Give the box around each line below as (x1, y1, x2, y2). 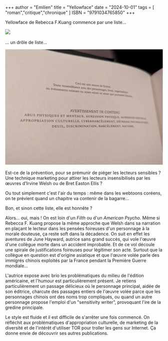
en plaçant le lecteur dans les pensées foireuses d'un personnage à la (5, 225, 150, 231)
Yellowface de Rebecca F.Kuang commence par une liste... (5, 20, 126, 25)
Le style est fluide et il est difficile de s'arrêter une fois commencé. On (5, 314, 150, 320)
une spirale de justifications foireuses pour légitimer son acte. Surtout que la (5, 247, 162, 253)
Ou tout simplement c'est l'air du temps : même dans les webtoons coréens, (5, 190, 162, 196)
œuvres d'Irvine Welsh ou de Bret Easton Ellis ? (5, 180, 102, 186)
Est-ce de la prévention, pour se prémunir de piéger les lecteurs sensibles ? (5, 169, 161, 176)
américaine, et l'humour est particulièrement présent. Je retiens (5, 278, 136, 284)
